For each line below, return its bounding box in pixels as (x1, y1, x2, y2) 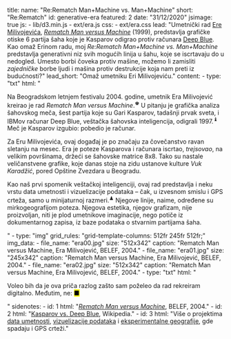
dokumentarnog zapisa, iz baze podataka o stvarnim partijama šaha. (7, 217, 202, 226)
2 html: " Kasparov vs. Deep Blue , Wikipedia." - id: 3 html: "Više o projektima (7, 309, 223, 318)
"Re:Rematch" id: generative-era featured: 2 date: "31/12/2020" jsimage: (7, 13, 212, 21)
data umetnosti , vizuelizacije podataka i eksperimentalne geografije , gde (7, 317, 214, 325)
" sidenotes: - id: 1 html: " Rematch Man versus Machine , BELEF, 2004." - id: (7, 302, 223, 310)
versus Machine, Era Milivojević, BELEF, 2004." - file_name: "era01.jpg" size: (7, 246, 224, 254)
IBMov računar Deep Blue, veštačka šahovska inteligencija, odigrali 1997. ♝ (7, 115, 219, 125)
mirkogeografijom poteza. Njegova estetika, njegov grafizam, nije (7, 203, 192, 211)
